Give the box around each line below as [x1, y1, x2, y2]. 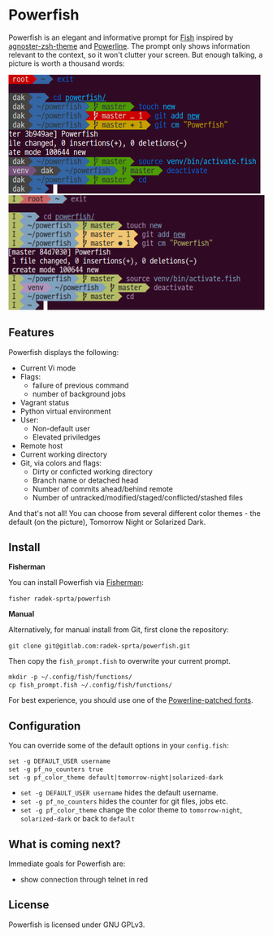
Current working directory [19, 449, 108, 459]
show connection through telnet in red [19, 875, 149, 885]
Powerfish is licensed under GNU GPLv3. [8, 920, 145, 929]
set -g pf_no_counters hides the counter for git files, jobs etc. [19, 796, 229, 806]
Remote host [19, 440, 63, 450]
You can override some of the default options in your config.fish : [8, 741, 229, 751]
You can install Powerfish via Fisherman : [8, 578, 145, 587]
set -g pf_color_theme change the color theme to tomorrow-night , [19, 805, 242, 815]
